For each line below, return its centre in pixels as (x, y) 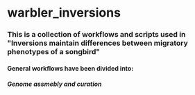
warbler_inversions (64, 13)
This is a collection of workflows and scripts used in (96, 35)
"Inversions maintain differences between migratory (98, 43)
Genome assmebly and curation (54, 84)
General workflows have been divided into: (70, 68)
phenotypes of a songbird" (54, 52)
